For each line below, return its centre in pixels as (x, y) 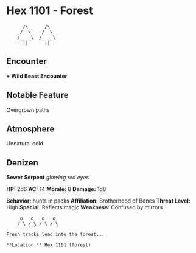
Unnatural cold (25, 144)
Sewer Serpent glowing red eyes (48, 178)
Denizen (22, 163)
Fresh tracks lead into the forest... (55, 235)
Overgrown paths (28, 109)
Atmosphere (30, 129)
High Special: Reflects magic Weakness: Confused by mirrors (85, 207)
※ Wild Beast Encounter (37, 76)
